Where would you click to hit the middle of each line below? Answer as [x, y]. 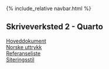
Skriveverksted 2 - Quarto [55, 27]
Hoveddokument [26, 41]
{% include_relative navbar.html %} [49, 8]
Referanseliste [23, 53]
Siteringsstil [20, 59]
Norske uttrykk [24, 47]
